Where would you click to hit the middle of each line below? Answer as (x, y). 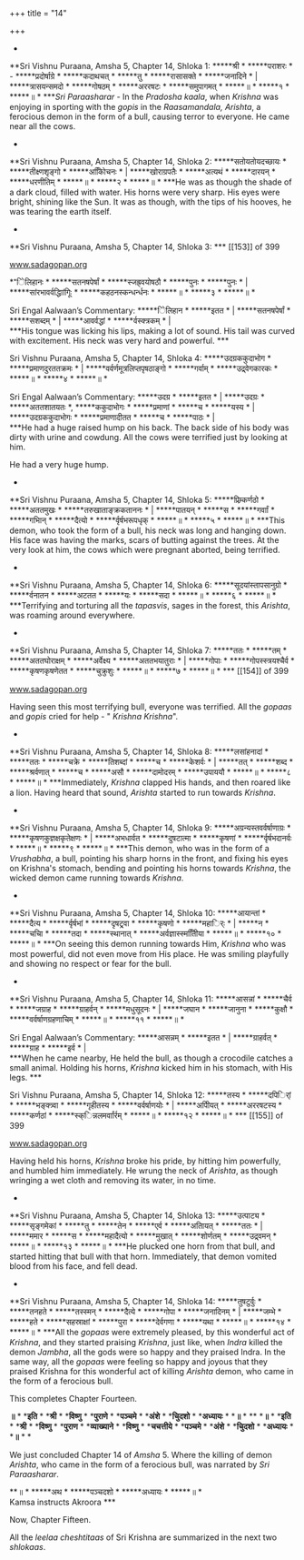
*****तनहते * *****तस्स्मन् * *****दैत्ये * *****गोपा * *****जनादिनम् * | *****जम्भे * (146, 1312)
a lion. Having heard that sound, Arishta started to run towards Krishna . (143, 792)
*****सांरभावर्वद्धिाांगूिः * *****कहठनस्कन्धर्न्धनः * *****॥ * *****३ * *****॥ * (132, 292)
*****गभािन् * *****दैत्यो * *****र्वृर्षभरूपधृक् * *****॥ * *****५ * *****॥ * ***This (147, 520)
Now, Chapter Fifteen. (50, 1520)
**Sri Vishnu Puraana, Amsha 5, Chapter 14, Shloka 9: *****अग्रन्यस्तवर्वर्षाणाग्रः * (151, 828)
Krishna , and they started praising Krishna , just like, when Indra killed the (146, 1342)
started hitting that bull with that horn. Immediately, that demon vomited (143, 1256)
